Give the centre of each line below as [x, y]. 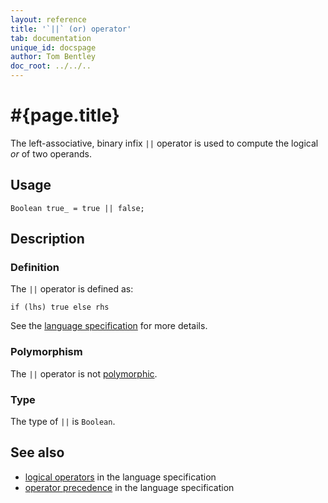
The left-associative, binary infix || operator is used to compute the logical [164, 143]
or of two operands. [51, 153]
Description [47, 239]
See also [37, 452]
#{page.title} [65, 115]
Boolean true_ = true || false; [77, 208]
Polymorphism [46, 352]
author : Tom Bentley [53, 57]
